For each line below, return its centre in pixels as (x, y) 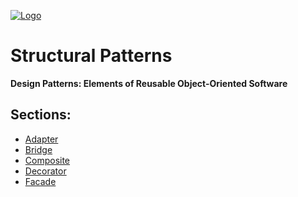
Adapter (41, 139)
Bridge (38, 149)
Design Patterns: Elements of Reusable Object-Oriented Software (149, 83)
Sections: (41, 115)
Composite (47, 160)
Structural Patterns (91, 56)
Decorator (45, 171)
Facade (40, 181)
